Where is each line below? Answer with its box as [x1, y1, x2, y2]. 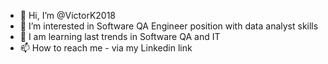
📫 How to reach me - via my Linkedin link [19, 42, 193, 54]
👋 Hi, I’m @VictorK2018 [19, 10, 117, 21]
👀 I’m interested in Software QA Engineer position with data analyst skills [19, 20, 319, 32]
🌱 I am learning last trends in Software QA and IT [19, 31, 221, 42]
